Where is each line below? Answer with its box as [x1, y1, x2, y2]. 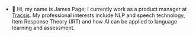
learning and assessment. [11, 24, 75, 31]
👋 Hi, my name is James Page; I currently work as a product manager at [11, 6, 187, 12]
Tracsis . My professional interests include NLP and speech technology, [11, 12, 185, 19]
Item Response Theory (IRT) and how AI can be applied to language [11, 18, 178, 25]
